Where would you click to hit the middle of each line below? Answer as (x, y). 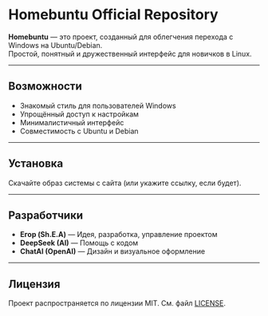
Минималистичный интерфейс (72, 122)
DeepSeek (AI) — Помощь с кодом (79, 243)
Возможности (45, 87)
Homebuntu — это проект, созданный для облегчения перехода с (121, 37)
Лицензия (34, 284)
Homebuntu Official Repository (113, 15)
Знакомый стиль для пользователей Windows (98, 105)
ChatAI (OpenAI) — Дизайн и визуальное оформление (112, 251)
